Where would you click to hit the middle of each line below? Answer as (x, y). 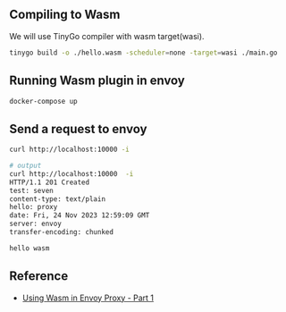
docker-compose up (43, 101)
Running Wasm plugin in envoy (97, 81)
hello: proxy (34, 207)
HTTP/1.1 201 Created (50, 182)
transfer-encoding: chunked (62, 232)
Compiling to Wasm (65, 15)
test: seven (31, 190)
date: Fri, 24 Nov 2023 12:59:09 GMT (80, 215)
